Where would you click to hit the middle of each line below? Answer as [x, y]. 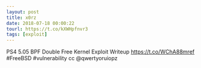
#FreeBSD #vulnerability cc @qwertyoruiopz [62, 58]
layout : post [23, 12]
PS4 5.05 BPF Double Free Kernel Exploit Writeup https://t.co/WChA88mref [101, 52]
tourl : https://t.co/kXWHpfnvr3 [47, 29]
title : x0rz [21, 18]
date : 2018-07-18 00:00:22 [40, 23]
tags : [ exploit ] [27, 35]
